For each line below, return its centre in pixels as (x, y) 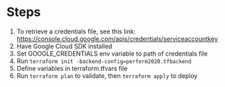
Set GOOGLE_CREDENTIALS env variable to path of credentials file (112, 54)
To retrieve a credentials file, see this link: (76, 31)
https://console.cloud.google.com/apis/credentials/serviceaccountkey (117, 38)
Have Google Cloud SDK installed (64, 46)
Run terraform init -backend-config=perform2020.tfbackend (104, 61)
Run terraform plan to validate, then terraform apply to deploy (107, 76)
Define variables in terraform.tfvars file (72, 68)
